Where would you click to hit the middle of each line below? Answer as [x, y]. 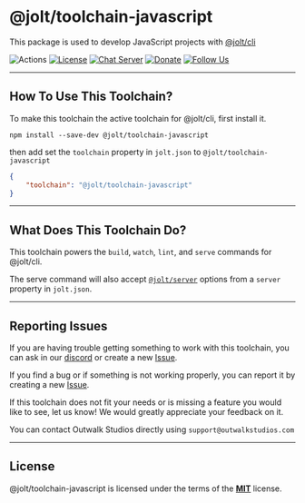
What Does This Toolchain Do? [98, 230]
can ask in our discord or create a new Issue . [93, 357]
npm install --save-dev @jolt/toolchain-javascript [109, 135]
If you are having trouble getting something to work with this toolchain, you [150, 348]
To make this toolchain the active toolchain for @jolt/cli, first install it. [138, 118]
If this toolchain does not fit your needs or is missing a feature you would [146, 402]
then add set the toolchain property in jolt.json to [105, 152]
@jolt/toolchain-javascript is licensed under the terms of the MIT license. [146, 488]
